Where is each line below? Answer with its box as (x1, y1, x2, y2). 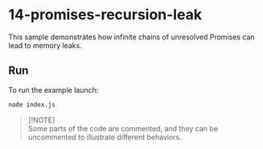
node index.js (8, 100, 56, 109)
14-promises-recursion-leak (8, 6, 203, 24)
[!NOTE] (27, 115, 55, 125)
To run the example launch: (8, 85, 99, 95)
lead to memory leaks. (8, 40, 82, 50)
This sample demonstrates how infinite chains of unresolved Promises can (8, 32, 255, 42)
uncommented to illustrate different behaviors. (27, 132, 183, 142)
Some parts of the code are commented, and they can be (27, 123, 219, 133)
